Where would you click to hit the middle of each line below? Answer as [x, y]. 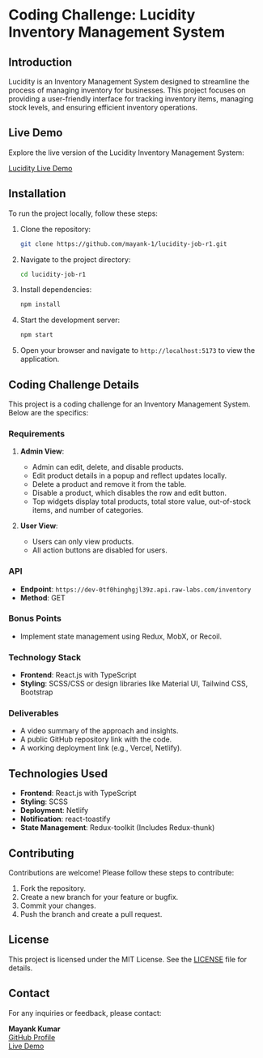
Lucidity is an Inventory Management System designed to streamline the [129, 82]
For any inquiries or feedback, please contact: [85, 1013]
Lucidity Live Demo [40, 168]
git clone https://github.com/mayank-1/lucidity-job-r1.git [123, 244]
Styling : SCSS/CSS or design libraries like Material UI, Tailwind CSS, [134, 684]
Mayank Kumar [34, 1029]
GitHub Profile [32, 1037]
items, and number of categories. [88, 510]
